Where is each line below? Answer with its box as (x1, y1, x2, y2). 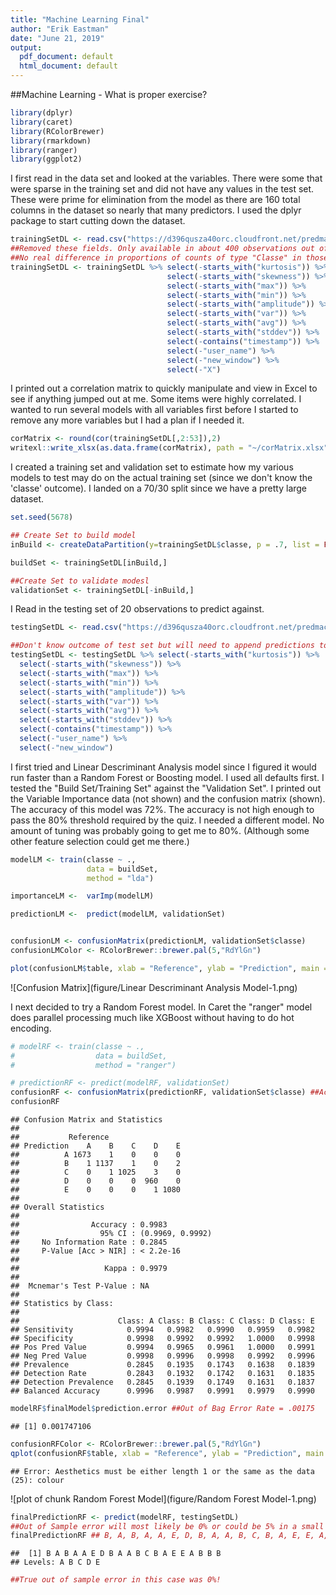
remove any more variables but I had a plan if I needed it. (10, 414, 245, 426)
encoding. (10, 1022, 52, 1034)
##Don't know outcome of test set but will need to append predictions (10, 641, 315, 651)
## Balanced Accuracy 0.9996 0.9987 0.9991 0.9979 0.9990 (10, 1386, 315, 1396)
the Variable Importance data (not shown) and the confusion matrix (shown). (10, 792, 326, 805)
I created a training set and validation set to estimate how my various (10, 461, 294, 473)
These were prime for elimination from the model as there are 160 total (10, 194, 301, 206)
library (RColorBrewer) (10, 126, 105, 136)
